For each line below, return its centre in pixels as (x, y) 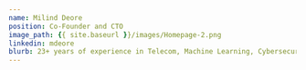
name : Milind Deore (46, 18)
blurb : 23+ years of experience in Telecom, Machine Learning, (132, 52)
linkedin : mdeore (42, 43)
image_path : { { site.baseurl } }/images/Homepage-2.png (115, 35)
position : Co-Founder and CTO (66, 26)
